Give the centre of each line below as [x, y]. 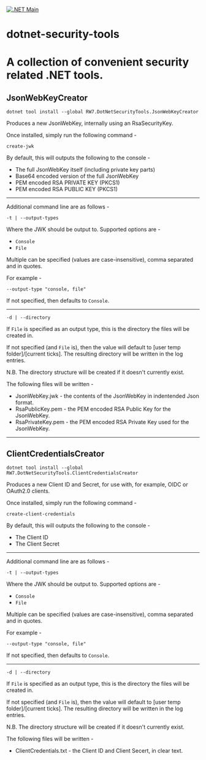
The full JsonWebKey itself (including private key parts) [85, 170]
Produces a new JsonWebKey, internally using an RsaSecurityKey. [90, 123]
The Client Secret [37, 544]
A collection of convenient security [98, 62]
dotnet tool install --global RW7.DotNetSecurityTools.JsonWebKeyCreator [103, 112]
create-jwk [20, 146]
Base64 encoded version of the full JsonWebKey [77, 176]
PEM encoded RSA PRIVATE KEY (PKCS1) [67, 183]
